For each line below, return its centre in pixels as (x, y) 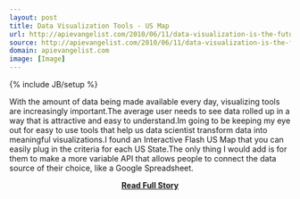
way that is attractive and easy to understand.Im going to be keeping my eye (150, 120)
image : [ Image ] (37, 59)
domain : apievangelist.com (59, 51)
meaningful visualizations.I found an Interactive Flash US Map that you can (146, 140)
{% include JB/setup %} (54, 84)
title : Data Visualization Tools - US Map (89, 26)
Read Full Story (150, 185)
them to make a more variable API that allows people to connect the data (143, 158)
